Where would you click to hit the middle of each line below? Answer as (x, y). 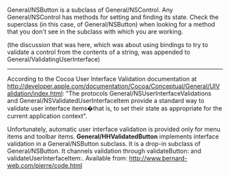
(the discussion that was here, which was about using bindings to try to (108, 45)
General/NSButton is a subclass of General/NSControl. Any (90, 10)
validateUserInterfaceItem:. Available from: (67, 158)
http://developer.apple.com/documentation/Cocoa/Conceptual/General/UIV (114, 86)
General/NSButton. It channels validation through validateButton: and (104, 151)
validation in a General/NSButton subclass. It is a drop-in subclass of (104, 144)
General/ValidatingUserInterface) (54, 59)
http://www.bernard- (158, 158)
